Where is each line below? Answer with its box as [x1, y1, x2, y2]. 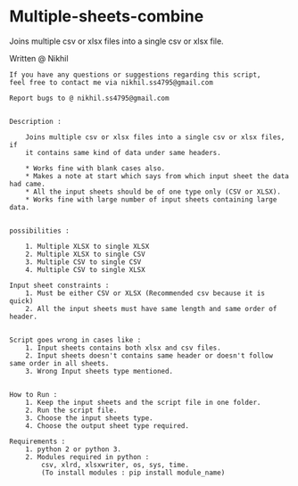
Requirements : [9, 437, 66, 446]
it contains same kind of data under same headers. [25, 148, 221, 157]
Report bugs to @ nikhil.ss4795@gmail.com [9, 94, 170, 103]
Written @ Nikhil [9, 53, 69, 63]
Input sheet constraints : [9, 281, 110, 290]
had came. [9, 179, 46, 188]
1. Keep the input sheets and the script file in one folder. [25, 398, 261, 407]
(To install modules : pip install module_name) [41, 468, 226, 477]
